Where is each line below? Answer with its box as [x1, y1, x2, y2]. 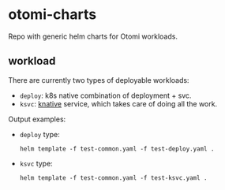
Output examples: [8, 114, 66, 124]
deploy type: [19, 129, 61, 139]
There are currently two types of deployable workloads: [8, 75, 189, 84]
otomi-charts [8, 6, 97, 24]
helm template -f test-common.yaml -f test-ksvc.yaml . [19, 173, 208, 182]
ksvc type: [19, 158, 53, 168]
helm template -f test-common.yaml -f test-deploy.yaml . [19, 144, 215, 153]
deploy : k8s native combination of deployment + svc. [19, 91, 192, 100]
